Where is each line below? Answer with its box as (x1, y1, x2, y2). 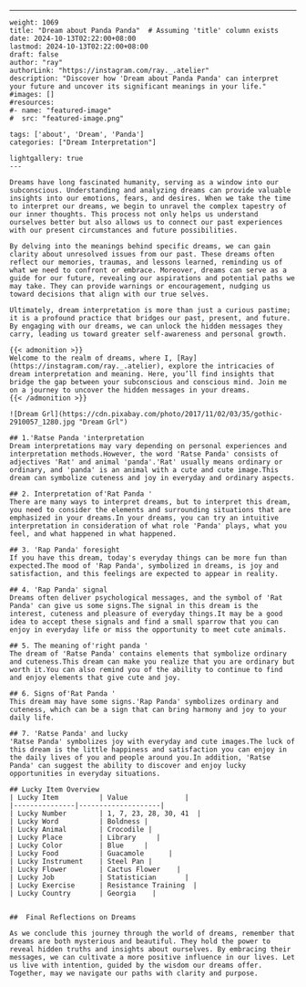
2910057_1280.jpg (9, 417, 76, 426)
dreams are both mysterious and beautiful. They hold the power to (9, 937, 271, 946)
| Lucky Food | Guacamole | (9, 849, 173, 858)
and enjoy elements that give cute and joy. (9, 673, 181, 682)
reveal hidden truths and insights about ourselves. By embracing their (9, 945, 291, 954)
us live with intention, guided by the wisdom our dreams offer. (9, 961, 262, 970)
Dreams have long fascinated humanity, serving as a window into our (9, 178, 280, 187)
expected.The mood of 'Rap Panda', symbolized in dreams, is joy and (9, 562, 280, 571)
